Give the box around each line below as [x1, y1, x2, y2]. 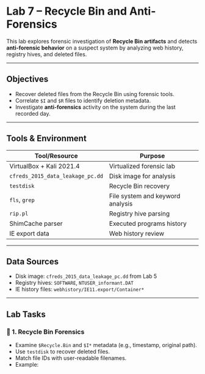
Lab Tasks [6, 309, 46, 320]
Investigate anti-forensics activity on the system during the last [15, 103, 176, 111]
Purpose [140, 151, 165, 160]
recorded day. [15, 110, 51, 117]
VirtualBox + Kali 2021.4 [9, 162, 81, 170]
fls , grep [9, 195, 35, 204]
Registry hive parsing [109, 209, 170, 218]
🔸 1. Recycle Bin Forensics [6, 327, 85, 336]
